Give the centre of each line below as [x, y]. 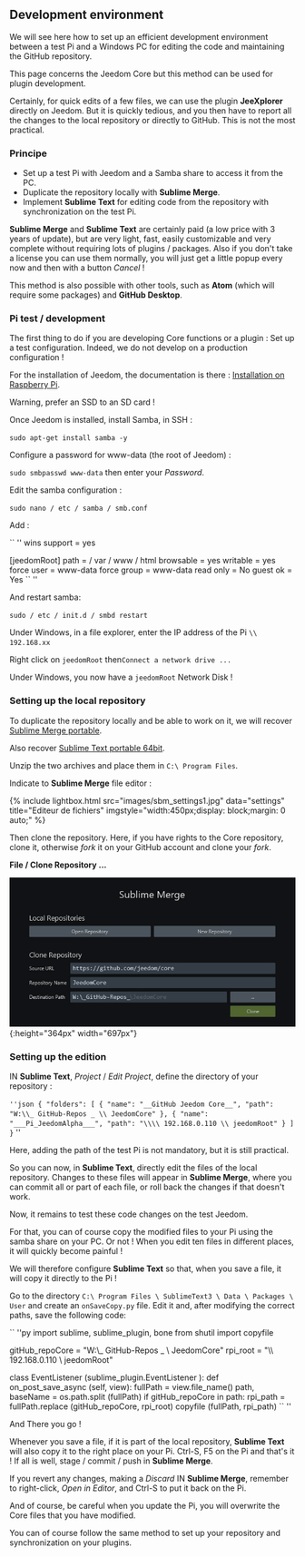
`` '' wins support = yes [53, 543]
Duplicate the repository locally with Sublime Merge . [121, 192]
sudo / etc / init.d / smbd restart [79, 616]
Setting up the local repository [78, 700]
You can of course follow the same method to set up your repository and [145, 1533]
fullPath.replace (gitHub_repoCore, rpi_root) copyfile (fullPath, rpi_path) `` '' [151, 1406]
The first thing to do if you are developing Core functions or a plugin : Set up [152, 338]
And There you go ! [45, 1425]
